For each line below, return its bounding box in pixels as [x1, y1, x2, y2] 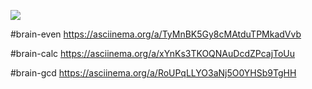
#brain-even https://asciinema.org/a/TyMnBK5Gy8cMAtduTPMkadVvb [10, 28, 302, 40]
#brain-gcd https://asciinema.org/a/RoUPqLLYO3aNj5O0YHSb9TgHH [10, 67, 297, 79]
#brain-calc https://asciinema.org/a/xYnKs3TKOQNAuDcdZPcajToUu [10, 48, 296, 59]
